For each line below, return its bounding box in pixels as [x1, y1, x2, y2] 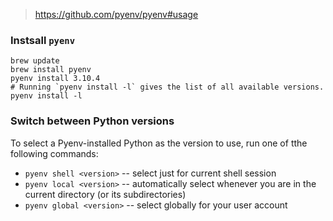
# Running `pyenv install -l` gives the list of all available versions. [10, 82, 325, 93]
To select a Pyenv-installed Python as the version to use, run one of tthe [10, 137, 308, 149]
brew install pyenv [10, 65, 92, 75]
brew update [10, 56, 60, 66]
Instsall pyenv [10, 33, 76, 47]
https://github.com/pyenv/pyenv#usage [34, 9, 199, 20]
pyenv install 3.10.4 [10, 74, 101, 84]
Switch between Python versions [10, 114, 175, 128]
